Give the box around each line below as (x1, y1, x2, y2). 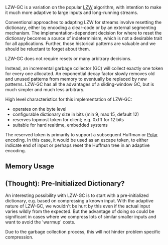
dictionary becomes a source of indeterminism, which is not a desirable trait (5, 35, 162, 41)
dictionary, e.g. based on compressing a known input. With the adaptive (5, 198, 154, 204)
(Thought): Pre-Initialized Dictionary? (5, 179, 125, 187)
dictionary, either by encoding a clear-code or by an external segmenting (5, 25, 156, 31)
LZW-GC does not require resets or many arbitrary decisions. (5, 56, 132, 62)
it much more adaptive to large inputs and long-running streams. (5, 10, 138, 16)
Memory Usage (5, 162, 54, 171)
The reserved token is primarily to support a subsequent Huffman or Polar (5, 132, 158, 137)
